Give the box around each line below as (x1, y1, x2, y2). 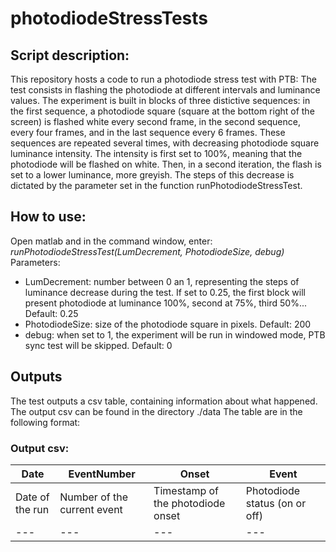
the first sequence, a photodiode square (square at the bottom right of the (10, 105, 315, 117)
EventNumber (68, 467, 136, 481)
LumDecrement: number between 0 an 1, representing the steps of (24, 275, 300, 287)
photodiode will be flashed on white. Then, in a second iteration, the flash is (10, 158, 322, 170)
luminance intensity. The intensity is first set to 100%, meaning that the (10, 148, 303, 159)
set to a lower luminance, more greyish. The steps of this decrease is (10, 169, 295, 181)
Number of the (59, 490, 128, 504)
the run (15, 502, 50, 516)
